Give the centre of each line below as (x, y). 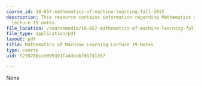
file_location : (25, 28)
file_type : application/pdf (41, 34)
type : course (22, 50)
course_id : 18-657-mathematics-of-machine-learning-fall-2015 (85, 12)
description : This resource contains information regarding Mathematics (99, 17)
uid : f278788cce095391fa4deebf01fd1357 (56, 56)
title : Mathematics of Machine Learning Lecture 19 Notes (80, 45)
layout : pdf (21, 39)
